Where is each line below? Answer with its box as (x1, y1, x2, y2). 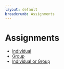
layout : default (5, 7, 38, 12)
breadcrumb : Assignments (5, 12, 55, 16)
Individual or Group (12, 58, 51, 64)
